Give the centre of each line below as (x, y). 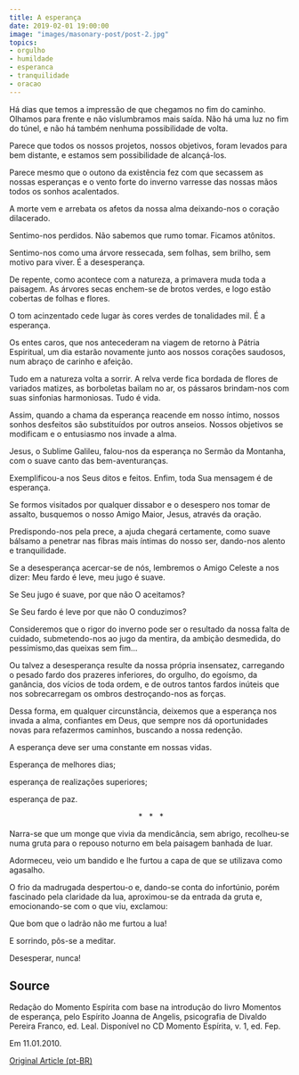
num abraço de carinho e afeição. (71, 361)
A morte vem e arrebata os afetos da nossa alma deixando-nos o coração (145, 208)
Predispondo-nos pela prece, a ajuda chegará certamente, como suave (140, 531)
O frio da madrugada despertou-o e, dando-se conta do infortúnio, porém (145, 887)
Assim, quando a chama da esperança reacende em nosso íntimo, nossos (145, 415)
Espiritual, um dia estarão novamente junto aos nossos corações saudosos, (148, 351)
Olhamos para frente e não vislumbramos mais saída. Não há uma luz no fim (149, 119)
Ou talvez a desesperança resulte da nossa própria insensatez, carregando (147, 665)
